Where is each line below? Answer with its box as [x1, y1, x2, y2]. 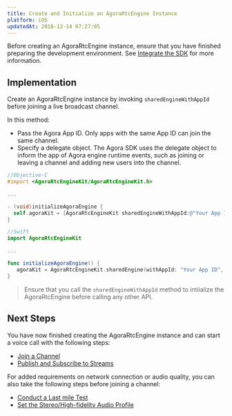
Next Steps [7, 312, 56, 325]
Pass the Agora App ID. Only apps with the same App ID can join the [17, 129, 211, 138]
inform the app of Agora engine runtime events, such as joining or [17, 151, 205, 160]
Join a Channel [17, 352, 61, 360]
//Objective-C [7, 172, 48, 179]
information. [7, 57, 42, 65]
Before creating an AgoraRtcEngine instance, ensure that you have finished [7, 42, 221, 50]
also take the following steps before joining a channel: [7, 379, 161, 388]
